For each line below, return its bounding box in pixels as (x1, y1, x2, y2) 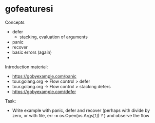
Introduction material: (5, 64, 48, 70)
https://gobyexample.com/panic (12, 73, 77, 79)
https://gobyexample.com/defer (12, 89, 77, 94)
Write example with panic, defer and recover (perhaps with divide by (12, 108, 150, 113)
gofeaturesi (5, 3, 53, 15)
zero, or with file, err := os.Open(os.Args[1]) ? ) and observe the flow (12, 112, 150, 118)
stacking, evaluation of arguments (19, 34, 88, 40)
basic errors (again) (12, 49, 52, 55)
